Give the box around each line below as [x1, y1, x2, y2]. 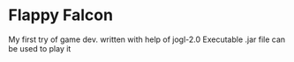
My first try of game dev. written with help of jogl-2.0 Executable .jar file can [8, 34, 286, 45]
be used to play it [8, 43, 72, 53]
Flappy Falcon [8, 5, 114, 25]
